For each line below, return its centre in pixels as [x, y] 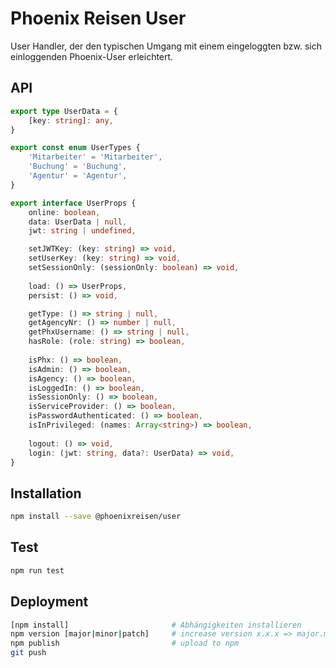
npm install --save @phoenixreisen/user [96, 517]
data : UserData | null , [78, 222]
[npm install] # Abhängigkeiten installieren [156, 625]
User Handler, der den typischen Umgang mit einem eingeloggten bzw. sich [166, 46]
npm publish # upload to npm [125, 643]
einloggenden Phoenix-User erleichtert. [92, 56]
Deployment [49, 602]
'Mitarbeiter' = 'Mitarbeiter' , [95, 157]
